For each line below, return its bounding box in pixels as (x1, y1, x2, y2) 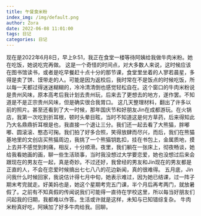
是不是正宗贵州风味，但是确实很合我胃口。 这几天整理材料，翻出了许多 (11, 99, 186, 105)
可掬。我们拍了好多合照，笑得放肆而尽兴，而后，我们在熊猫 (47, 129, 195, 135)
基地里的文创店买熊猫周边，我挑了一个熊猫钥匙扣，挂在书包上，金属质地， (6, 136, 190, 143)
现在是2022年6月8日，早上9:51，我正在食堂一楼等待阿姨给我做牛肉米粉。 (6, 54, 188, 60)
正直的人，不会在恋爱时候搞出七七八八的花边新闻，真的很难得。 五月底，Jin (6, 166, 193, 173)
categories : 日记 (6, 36, 48, 42)
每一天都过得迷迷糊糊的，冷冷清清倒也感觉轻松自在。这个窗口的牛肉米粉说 (11, 84, 195, 90)
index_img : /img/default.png (6, 14, 79, 20)
